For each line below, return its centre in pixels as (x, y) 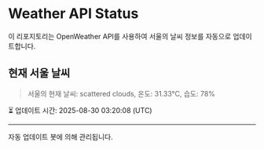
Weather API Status (73, 14)
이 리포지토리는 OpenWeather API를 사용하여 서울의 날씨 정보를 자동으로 (120, 36)
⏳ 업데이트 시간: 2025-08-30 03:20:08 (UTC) (80, 110)
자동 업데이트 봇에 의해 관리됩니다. (60, 136)
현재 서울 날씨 (39, 73)
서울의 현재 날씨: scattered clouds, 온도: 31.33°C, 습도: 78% (121, 93)
